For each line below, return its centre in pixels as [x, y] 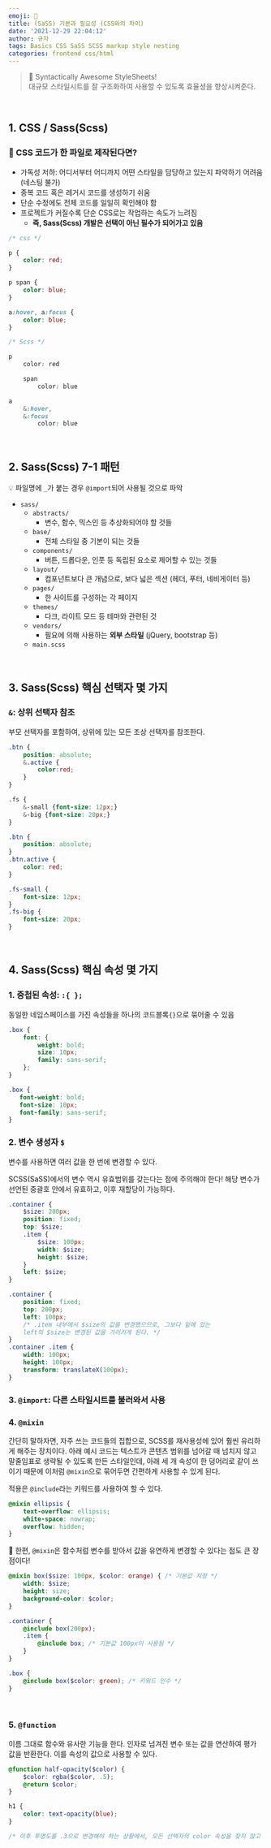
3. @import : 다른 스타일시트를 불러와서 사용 [87, 1400]
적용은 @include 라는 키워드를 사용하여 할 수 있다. [86, 1488]
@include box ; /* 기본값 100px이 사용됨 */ [106, 1644]
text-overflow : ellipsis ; [67, 1511]
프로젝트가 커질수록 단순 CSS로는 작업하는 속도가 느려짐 [108, 213]
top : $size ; [43, 1227]
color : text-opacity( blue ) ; [70, 1814]
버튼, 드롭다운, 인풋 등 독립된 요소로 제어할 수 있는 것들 [131, 560]
